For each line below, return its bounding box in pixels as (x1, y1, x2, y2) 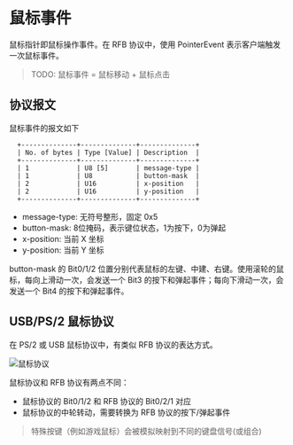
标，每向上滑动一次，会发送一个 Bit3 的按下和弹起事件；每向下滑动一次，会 (9, 274, 284, 285)
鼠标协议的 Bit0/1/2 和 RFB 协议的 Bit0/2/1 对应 (21, 395, 192, 406)
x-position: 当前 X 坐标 (21, 233, 104, 244)
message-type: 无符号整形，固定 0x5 (21, 211, 158, 222)
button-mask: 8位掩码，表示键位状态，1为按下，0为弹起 (21, 222, 227, 233)
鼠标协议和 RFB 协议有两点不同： (9, 377, 130, 387)
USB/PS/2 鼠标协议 (9, 314, 114, 329)
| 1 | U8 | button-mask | (17, 171, 200, 180)
